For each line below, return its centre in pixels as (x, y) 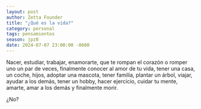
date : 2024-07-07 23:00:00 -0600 (48, 46)
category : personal (31, 28)
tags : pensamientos (31, 34)
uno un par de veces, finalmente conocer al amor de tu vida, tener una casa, (100, 68)
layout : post (22, 12)
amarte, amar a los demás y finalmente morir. (62, 87)
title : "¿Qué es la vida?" (40, 23)
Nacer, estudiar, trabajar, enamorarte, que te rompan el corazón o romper (97, 62)
